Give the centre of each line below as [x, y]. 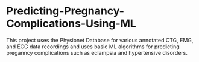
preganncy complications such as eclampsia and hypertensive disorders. [97, 52]
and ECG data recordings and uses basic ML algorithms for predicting [93, 46]
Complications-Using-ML [71, 24]
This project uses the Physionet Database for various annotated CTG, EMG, [100, 40]
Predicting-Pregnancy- [65, 11]
